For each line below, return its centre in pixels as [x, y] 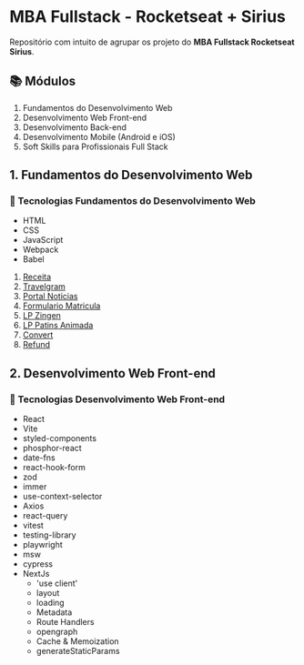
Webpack [41, 250]
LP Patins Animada [58, 326]
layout [48, 593]
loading [51, 603]
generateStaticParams [78, 651]
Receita [37, 277]
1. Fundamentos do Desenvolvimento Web [131, 175]
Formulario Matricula [61, 306]
